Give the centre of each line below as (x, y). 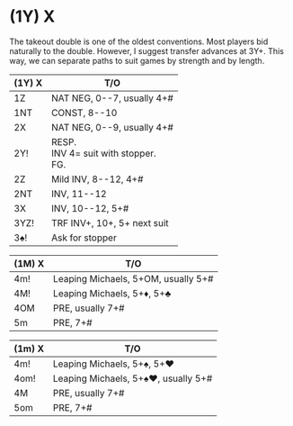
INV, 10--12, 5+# (90, 208)
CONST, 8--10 (84, 113)
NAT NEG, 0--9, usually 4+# (112, 127)
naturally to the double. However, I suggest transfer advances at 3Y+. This (147, 50)
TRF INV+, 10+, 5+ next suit (110, 222)
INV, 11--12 (79, 194)
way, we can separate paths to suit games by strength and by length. (137, 60)
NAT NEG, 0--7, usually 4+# (112, 98)
